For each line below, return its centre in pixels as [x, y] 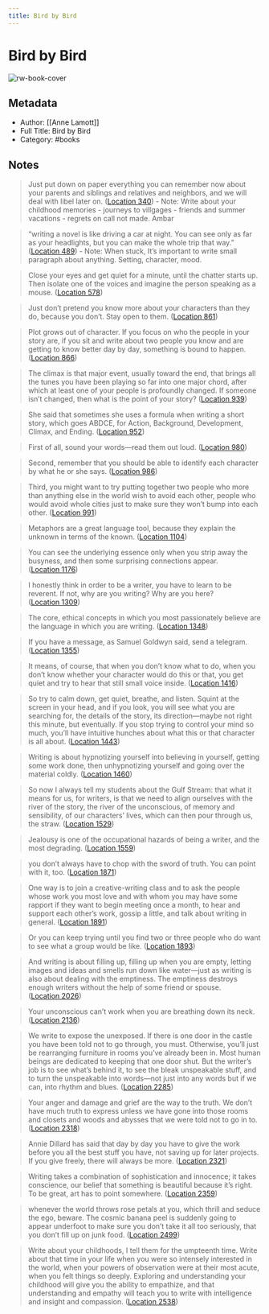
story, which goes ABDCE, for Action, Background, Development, [135, 423]
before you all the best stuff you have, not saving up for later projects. [143, 1152]
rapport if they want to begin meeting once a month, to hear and [134, 905]
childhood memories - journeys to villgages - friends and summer [137, 210]
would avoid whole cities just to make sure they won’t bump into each [143, 505]
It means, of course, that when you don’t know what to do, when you [141, 666]
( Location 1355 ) [54, 651]
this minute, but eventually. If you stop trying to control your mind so [141, 724]
